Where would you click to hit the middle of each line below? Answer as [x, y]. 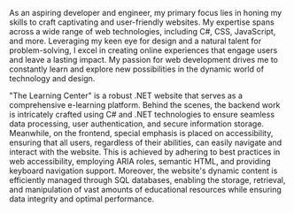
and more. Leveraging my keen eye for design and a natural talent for [135, 41]
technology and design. [52, 78]
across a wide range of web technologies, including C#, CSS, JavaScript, [143, 31]
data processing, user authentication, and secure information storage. [136, 124]
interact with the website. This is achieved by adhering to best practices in [145, 152]
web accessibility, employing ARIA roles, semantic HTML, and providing [140, 161]
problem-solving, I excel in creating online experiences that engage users [143, 50]
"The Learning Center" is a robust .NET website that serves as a [126, 95]
